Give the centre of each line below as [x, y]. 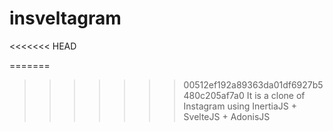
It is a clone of [276, 95]
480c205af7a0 [214, 95]
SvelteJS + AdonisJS [227, 116]
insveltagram [65, 18]
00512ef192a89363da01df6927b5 [253, 84]
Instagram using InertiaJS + [240, 106]
